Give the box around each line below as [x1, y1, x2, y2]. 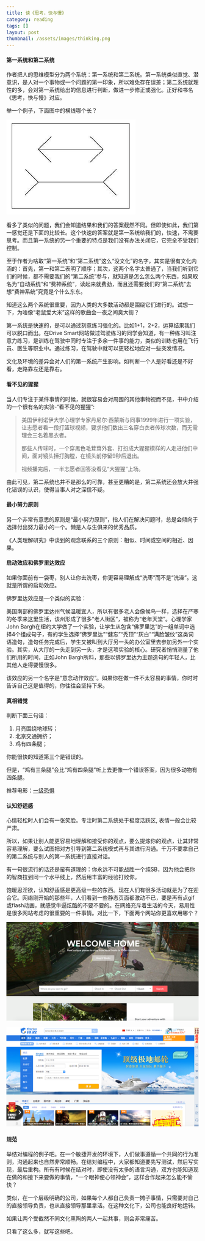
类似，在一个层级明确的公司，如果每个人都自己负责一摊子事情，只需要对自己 [6, 1194, 199, 1201]
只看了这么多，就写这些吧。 [6, 1228, 76, 1235]
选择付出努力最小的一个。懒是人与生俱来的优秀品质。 [6, 523, 140, 530]
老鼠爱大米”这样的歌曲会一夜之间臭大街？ [35, 309, 140, 316]
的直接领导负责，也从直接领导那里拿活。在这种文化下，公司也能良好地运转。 [6, 1201, 199, 1209]
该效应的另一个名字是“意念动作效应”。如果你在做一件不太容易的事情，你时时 [6, 674, 198, 681]
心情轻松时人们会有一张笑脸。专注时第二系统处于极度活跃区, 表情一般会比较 [6, 817, 196, 824]
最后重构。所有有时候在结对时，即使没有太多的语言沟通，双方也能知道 [16, 1166, 193, 1173]
